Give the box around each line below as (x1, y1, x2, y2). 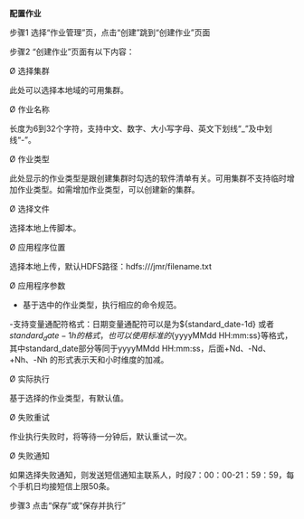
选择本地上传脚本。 (9, 222, 81, 233)
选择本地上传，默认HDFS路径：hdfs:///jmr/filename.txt (9, 261, 213, 271)
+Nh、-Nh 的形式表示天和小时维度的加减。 (9, 354, 169, 364)
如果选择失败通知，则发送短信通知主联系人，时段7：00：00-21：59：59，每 (9, 469, 295, 480)
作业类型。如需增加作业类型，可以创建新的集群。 (16, 184, 200, 194)
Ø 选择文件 (9, 203, 50, 214)
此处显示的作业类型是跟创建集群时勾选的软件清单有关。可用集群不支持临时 (9, 173, 287, 184)
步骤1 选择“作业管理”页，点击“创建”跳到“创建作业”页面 (9, 27, 211, 38)
